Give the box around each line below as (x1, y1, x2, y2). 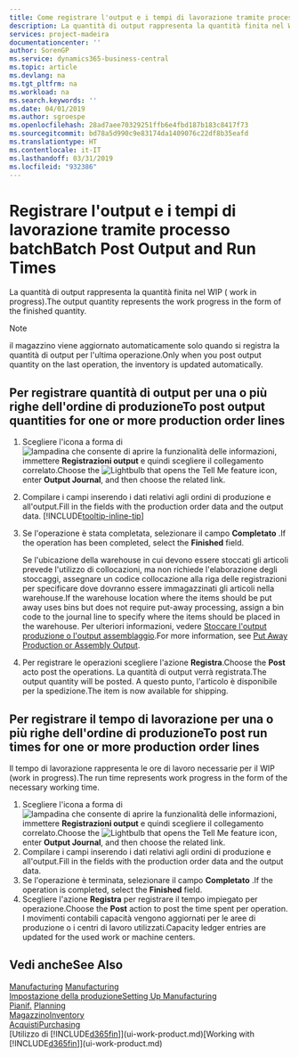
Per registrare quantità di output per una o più (9, 385, 268, 400)
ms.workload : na (9, 87, 69, 96)
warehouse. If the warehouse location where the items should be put (21, 593, 272, 603)
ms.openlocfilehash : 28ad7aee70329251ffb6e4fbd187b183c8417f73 (9, 121, 249, 130)
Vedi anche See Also (9, 957, 123, 972)
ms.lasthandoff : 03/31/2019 (9, 153, 114, 163)
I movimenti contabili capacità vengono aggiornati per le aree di (21, 913, 256, 923)
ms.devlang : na (9, 71, 66, 80)
